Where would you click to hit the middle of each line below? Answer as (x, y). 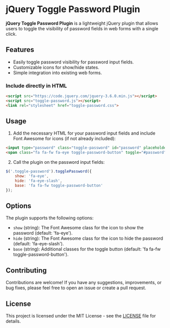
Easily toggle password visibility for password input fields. (73, 62)
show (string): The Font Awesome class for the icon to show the (78, 228)
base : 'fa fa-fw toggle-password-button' (59, 185)
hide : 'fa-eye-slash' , (39, 181)
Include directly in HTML (36, 86)
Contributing (26, 270)
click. (11, 34)
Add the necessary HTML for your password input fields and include (84, 133)
